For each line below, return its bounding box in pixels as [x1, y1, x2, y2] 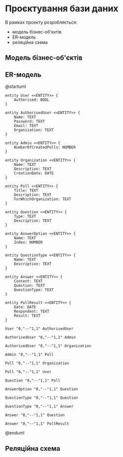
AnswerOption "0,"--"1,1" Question [5, 387, 78, 392]
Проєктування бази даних [5, 3, 119, 14]
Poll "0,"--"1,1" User [5, 370, 52, 375]
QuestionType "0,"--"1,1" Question [5, 395, 78, 400]
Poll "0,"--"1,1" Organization [5, 361, 69, 366]
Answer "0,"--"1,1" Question [5, 413, 65, 418]
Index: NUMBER [14, 240, 43, 245]
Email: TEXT [14, 123, 38, 128]
